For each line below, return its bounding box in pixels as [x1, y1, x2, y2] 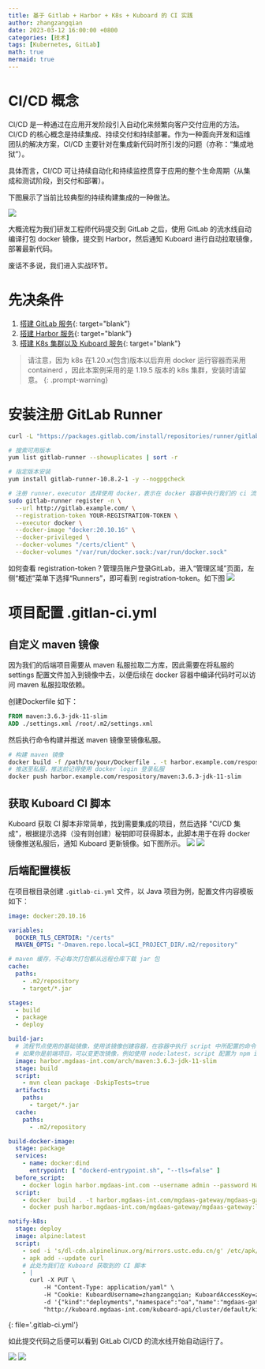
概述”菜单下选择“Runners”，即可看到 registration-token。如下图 [18, 573, 226, 582]
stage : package [15, 1145, 65, 1153]
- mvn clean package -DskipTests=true [22, 1079, 150, 1087]
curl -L [8, 432, 34, 440]
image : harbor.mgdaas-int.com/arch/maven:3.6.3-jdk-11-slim [15, 1057, 217, 1065]
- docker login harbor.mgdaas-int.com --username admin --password [22, 1181, 248, 1189]
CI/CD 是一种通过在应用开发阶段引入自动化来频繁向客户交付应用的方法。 [8, 119, 244, 129]
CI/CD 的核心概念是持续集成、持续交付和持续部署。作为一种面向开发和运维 [8, 129, 251, 139]
